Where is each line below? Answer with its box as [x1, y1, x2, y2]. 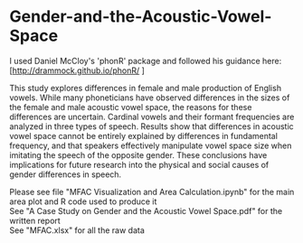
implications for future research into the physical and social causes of [9, 159, 270, 170]
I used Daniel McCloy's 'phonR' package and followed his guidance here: [9, 55, 282, 66]
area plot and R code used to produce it [9, 196, 157, 207]
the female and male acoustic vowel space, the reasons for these [9, 101, 252, 112]
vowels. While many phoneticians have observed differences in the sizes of [9, 92, 290, 103]
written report [9, 215, 61, 226]
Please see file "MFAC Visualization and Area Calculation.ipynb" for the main [9, 186, 295, 197]
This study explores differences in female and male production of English [9, 82, 282, 93]
